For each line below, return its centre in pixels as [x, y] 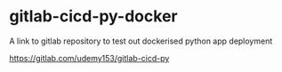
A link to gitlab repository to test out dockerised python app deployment [141, 41]
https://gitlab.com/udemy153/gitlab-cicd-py [89, 58]
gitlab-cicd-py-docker [93, 16]
